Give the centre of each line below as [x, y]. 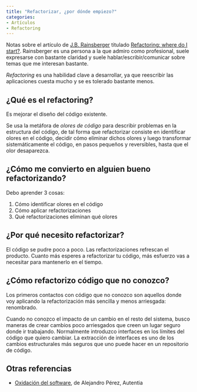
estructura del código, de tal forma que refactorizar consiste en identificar [96, 132]
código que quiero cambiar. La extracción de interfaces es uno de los [90, 338]
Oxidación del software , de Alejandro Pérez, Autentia [79, 383]
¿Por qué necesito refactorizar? [65, 235]
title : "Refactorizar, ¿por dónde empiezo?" [61, 12]
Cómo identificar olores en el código [59, 204]
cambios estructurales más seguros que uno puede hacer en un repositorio [97, 344]
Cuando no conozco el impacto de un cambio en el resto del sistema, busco [98, 319]
